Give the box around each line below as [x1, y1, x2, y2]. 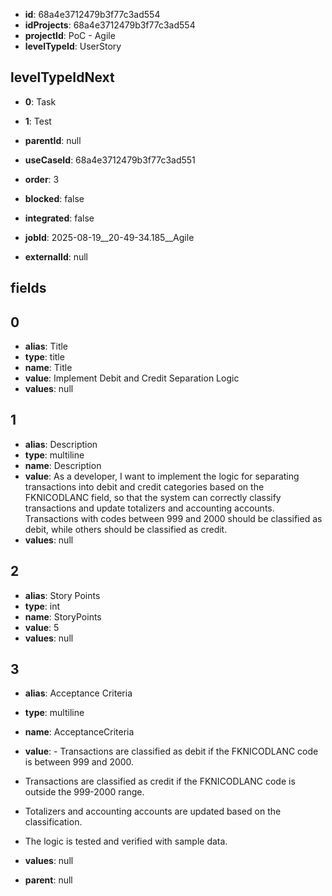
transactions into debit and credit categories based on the [24, 480, 265, 493]
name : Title [24, 362, 73, 374]
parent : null [24, 874, 73, 886]
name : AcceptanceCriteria [24, 726, 135, 738]
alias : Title [24, 340, 69, 353]
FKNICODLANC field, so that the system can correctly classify [24, 491, 282, 503]
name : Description [24, 459, 102, 471]
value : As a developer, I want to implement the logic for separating [24, 470, 300, 482]
